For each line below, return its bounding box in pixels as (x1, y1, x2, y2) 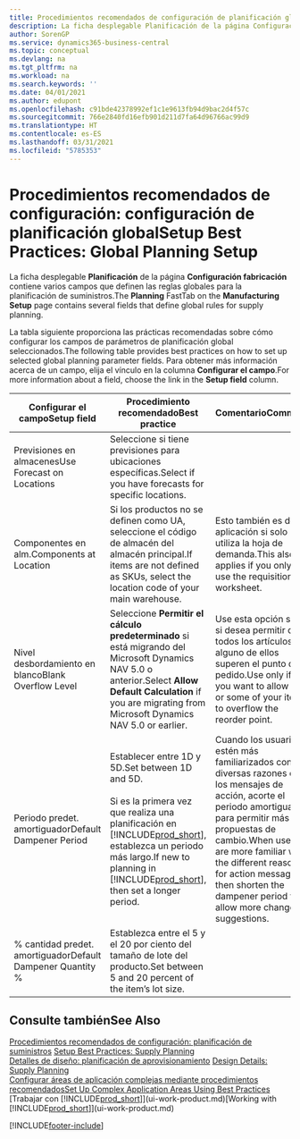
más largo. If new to (110, 850, 190, 863)
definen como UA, (110, 514, 186, 527)
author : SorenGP (9, 30, 70, 38)
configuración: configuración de (9, 203, 255, 224)
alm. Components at (13, 547, 96, 560)
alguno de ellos (215, 645, 279, 658)
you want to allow (215, 679, 289, 692)
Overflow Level (13, 679, 78, 692)
